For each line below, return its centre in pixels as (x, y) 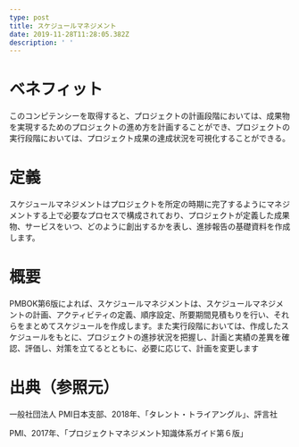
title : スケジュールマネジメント (63, 26)
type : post (29, 17)
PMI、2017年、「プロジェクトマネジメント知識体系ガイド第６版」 (129, 433)
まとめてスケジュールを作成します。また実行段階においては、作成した (153, 326)
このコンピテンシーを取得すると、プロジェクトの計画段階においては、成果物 (149, 116)
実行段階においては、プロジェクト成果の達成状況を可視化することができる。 (150, 139)
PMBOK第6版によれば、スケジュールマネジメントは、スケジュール (131, 304)
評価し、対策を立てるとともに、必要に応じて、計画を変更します (141, 349)
